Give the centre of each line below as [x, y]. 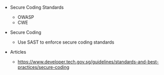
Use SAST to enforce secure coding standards [66, 42]
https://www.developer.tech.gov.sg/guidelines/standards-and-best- [88, 62]
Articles [18, 52]
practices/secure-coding [43, 67]
